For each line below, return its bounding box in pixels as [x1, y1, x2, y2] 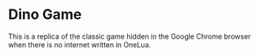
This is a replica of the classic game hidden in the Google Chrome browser [8, 32, 251, 41]
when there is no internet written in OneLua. [8, 39, 152, 49]
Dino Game [8, 6, 82, 24]
